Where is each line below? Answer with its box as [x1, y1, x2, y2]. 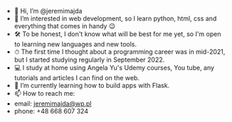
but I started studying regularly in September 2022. [14, 55, 165, 64]
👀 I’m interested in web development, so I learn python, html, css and [14, 14, 217, 23]
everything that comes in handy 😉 [14, 22, 116, 30]
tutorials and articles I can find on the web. [14, 74, 140, 82]
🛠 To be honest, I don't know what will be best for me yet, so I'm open [14, 30, 221, 38]
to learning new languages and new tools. [14, 40, 137, 48]
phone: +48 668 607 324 [14, 107, 89, 115]
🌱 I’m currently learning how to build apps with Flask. [14, 82, 170, 89]
